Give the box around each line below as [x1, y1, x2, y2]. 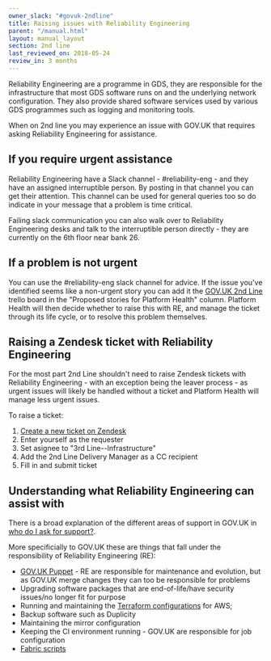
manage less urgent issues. [8, 395, 100, 405]
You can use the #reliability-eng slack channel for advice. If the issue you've [8, 277, 263, 287]
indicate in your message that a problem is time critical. [8, 200, 193, 209]
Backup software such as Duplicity [19, 609, 136, 619]
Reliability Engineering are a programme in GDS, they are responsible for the [8, 78, 263, 89]
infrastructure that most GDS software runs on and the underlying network [8, 87, 257, 97]
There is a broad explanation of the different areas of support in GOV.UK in [8, 518, 257, 528]
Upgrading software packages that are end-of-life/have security [19, 583, 235, 594]
